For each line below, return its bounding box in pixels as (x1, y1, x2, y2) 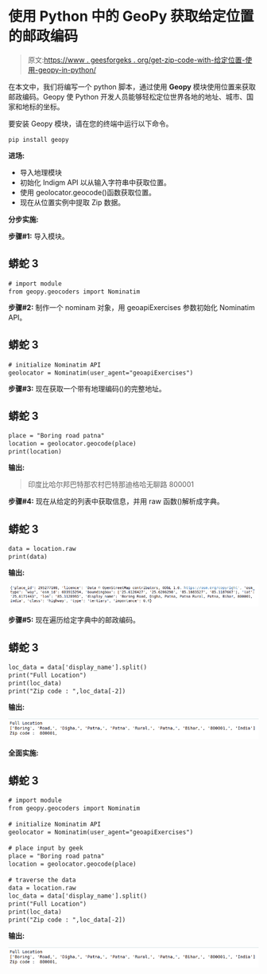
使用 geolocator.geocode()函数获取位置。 (19, 187, 157, 197)
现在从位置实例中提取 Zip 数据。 (19, 197, 126, 207)
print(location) (8, 448, 62, 456)
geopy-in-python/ (38, 65, 97, 74)
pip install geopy (8, 135, 69, 143)
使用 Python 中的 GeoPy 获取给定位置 (8, 7, 254, 26)
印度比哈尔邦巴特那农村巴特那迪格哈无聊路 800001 (27, 480, 195, 489)
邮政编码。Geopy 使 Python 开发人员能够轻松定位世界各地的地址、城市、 (8, 92, 247, 101)
